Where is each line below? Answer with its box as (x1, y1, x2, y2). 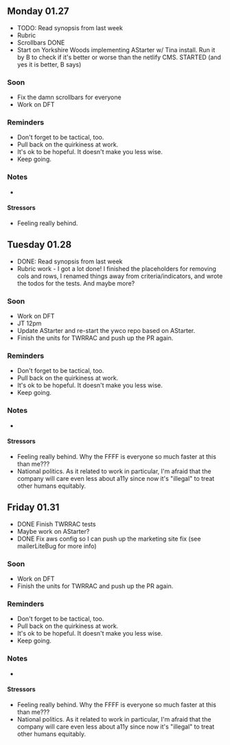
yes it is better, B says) (16, 60, 82, 68)
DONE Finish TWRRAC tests (16, 519, 96, 528)
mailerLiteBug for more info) (16, 541, 97, 550)
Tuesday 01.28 (7, 239, 72, 250)
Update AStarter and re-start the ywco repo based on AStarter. (16, 327, 196, 335)
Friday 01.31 (7, 501, 60, 513)
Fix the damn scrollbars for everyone (16, 93, 122, 102)
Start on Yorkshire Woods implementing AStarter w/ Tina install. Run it (16, 45, 216, 54)
